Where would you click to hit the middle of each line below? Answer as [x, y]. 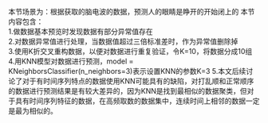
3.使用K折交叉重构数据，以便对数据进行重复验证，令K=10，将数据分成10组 [130, 51]
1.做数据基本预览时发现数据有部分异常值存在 [81, 31]
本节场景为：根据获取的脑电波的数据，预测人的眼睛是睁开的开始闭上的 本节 [132, 12]
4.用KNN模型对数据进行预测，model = [71, 61]
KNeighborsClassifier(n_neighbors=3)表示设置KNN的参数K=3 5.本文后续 [127, 71]
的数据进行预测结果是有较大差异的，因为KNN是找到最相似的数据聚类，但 [128, 91]
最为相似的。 [36, 111]
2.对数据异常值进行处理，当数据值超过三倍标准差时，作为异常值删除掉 [123, 41]
